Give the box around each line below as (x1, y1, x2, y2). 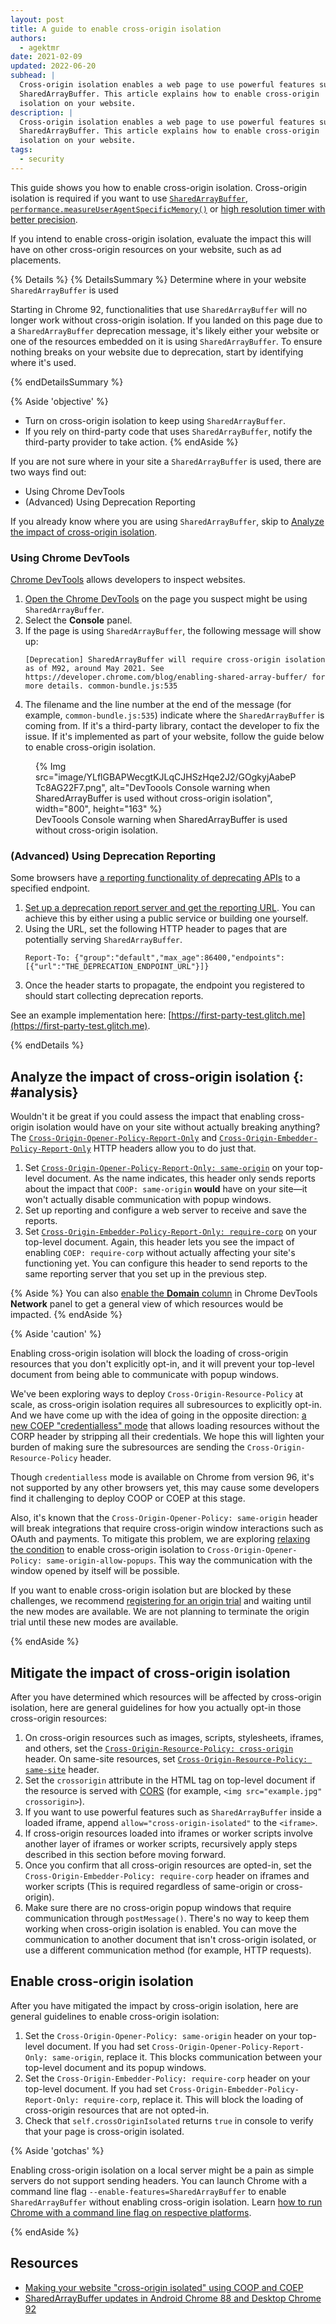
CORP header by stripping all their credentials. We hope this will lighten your (10, 1431, 325, 1443)
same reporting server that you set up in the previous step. (24, 1268, 268, 1280)
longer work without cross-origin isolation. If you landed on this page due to (10, 314, 323, 326)
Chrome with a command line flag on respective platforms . (10, 2206, 252, 2218)
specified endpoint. (10, 882, 91, 895)
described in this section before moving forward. (24, 1848, 227, 1860)
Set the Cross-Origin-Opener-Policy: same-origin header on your (24, 2029, 298, 2041)
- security (19, 154, 65, 164)
